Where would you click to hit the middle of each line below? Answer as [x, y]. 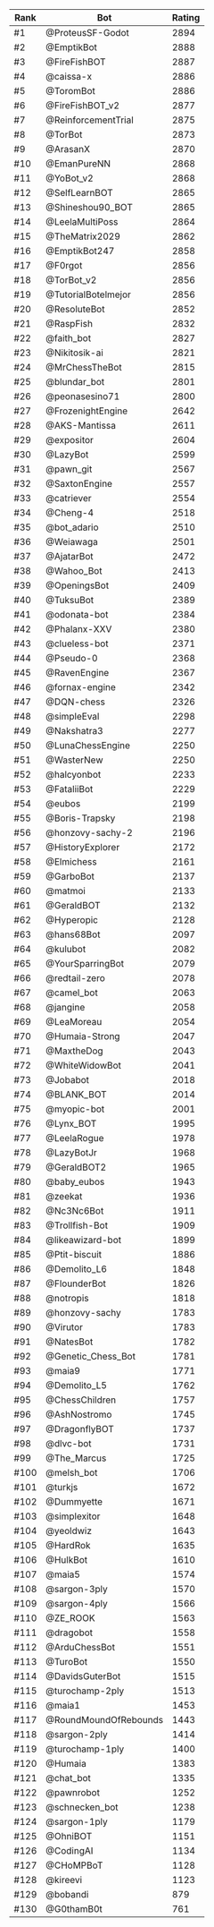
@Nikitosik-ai [75, 353]
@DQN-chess [75, 702]
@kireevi [64, 1880]
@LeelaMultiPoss [82, 222]
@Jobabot [68, 1080]
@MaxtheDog [75, 1051]
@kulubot [66, 949]
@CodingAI [70, 1850]
